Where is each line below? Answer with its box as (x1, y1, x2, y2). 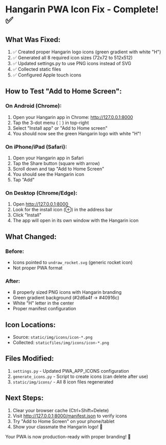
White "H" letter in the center (12, 300, 74, 306)
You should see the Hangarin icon (12, 171, 85, 177)
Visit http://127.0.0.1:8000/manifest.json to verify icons (12, 413, 127, 419)
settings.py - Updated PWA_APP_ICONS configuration (12, 368, 129, 374)
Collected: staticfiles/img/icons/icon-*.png (12, 339, 109, 346)
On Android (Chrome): (5, 103, 62, 110)
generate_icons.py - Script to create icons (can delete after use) (12, 373, 149, 379)
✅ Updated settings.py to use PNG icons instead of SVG (12, 60, 132, 66)
